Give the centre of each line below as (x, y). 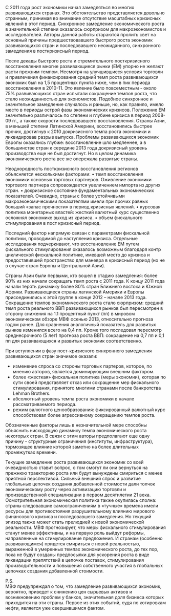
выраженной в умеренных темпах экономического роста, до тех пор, (82, 549)
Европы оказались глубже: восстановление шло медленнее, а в (76, 142)
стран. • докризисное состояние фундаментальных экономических (80, 190)
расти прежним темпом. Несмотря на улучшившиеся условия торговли (84, 72)
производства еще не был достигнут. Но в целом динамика (71, 153)
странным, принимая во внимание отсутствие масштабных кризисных (83, 18)
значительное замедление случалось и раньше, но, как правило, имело (84, 104)
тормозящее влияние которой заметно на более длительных (72, 447)
